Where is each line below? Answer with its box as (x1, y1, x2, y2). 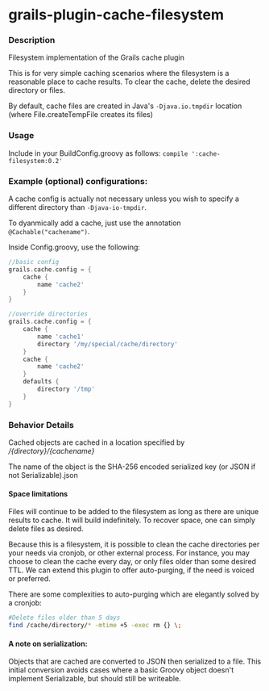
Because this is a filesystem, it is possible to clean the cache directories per (8, 539, 260, 550)
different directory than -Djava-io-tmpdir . (8, 203, 147, 212)
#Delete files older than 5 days (8, 614, 121, 622)
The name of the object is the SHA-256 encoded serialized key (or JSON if (8, 462, 256, 471)
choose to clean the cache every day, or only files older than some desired (8, 557, 256, 567)
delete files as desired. (8, 524, 84, 534)
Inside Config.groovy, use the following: (8, 242, 141, 252)
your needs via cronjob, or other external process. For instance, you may (8, 548, 250, 558)
